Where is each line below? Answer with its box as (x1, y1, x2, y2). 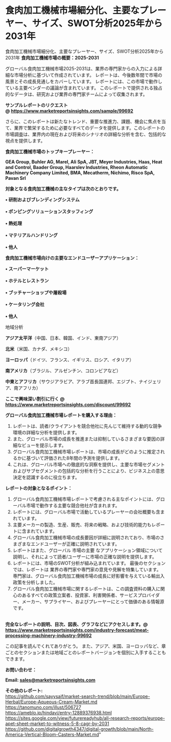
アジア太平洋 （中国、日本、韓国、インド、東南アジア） (5, 335, 121, 341)
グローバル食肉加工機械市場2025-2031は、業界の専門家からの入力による (5, 65, 158, 72)
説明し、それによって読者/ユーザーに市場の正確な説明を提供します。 (12, 553, 157, 560)
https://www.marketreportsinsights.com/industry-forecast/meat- (5, 627, 149, 633)
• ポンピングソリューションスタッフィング (5, 208, 93, 214)
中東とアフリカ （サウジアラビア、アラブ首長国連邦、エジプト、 (5, 378, 139, 384)
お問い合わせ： (5, 667, 37, 673)
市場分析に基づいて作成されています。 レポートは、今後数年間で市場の (14, 72, 162, 78)
